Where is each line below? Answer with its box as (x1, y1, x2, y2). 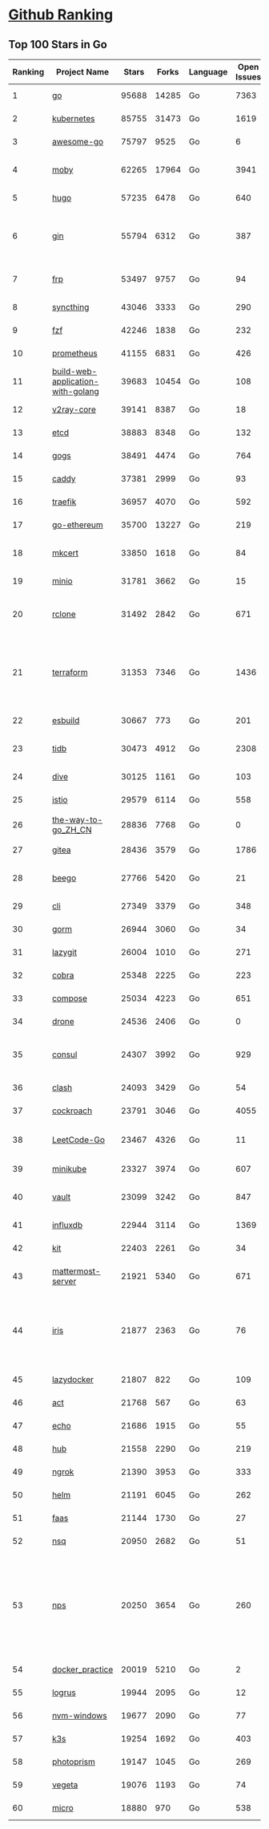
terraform (51, 667, 88, 677)
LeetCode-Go (51, 1134, 106, 1145)
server (51, 1276, 77, 1286)
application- (51, 376, 99, 387)
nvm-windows (51, 1710, 108, 1721)
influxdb (51, 1220, 82, 1230)
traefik (51, 496, 77, 507)
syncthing (51, 302, 90, 312)
